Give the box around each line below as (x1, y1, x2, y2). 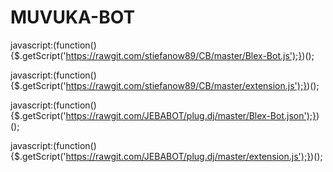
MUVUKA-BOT (10, 6, 136, 29)
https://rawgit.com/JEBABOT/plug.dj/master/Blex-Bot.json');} (65, 109, 317, 121)
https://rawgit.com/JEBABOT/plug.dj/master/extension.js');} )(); (65, 150, 323, 162)
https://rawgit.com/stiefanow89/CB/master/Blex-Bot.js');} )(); (65, 49, 315, 61)
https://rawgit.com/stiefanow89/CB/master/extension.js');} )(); (65, 79, 320, 91)
